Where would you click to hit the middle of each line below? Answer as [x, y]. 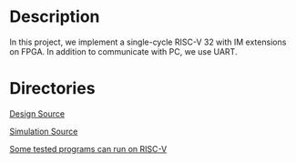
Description [55, 17]
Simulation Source [44, 131]
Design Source [37, 113]
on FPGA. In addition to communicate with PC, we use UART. [123, 51]
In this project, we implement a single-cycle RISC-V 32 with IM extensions [148, 42]
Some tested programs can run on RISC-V [88, 148]
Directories [52, 89]
